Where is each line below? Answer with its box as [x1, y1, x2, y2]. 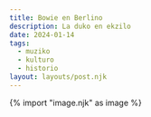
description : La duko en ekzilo [9, 22, 131, 31]
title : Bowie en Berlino [9, 13, 103, 23]
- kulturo [17, 55, 54, 64]
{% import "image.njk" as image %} [9, 97, 143, 108]
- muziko [17, 47, 51, 56]
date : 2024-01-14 [9, 30, 75, 39]
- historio [17, 64, 59, 73]
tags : [9, 38, 30, 48]
